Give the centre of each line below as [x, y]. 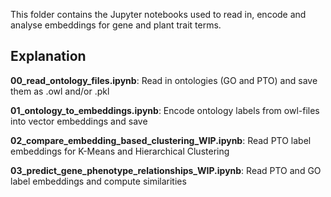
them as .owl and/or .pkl [60, 91]
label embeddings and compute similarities [98, 181]
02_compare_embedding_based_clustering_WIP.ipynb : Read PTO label [161, 140]
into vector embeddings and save [79, 121]
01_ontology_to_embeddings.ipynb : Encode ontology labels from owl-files [165, 110]
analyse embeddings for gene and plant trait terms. [116, 25]
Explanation [48, 56]
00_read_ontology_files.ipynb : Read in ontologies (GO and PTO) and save [164, 80]
